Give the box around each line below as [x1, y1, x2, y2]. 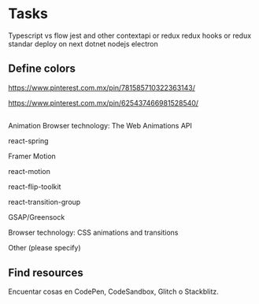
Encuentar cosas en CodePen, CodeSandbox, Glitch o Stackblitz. [8, 287, 219, 296]
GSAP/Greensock [8, 213, 65, 222]
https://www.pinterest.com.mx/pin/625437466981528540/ [8, 98, 199, 107]
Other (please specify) [8, 243, 81, 253]
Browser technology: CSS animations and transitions [8, 228, 179, 237]
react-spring [8, 136, 49, 146]
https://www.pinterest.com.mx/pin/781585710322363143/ [8, 83, 195, 92]
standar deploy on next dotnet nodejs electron [8, 39, 159, 48]
